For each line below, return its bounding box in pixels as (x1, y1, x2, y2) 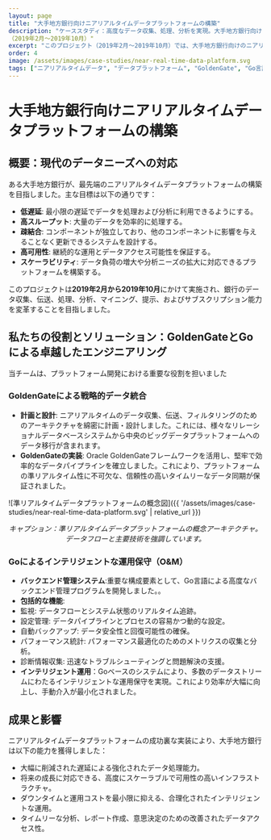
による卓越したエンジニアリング (8, 345, 168, 359)
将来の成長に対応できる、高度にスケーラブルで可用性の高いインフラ (19, 772, 246, 783)
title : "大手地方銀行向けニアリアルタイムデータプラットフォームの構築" (8, 19, 221, 27)
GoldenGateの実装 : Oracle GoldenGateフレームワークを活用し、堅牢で (19, 450, 256, 460)
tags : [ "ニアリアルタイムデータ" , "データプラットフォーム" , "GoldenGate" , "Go (8, 65, 256, 73)
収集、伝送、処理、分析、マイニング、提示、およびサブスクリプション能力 (15, 294, 263, 303)
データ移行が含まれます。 (19, 441, 105, 450)
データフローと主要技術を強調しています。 (65, 533, 206, 543)
